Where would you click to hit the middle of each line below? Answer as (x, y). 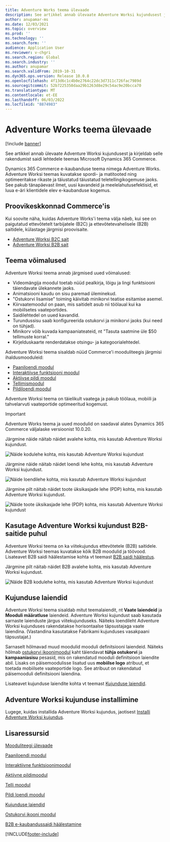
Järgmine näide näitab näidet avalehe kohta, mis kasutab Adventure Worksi (84, 439)
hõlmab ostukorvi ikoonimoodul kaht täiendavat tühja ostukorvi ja (74, 652)
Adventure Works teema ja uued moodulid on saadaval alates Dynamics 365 (85, 424)
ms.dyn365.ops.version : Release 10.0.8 (47, 76)
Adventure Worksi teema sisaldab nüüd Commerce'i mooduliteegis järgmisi (83, 352)
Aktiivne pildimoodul (27, 775)
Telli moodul (18, 785)
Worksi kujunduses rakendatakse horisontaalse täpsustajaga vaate (75, 626)
